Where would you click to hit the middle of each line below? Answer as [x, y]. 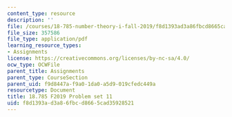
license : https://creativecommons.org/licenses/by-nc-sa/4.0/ [98, 58]
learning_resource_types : [44, 45]
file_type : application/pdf [48, 39]
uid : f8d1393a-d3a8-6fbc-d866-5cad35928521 [71, 103]
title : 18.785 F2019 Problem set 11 [60, 97]
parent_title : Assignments [46, 71]
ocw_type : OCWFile [33, 65]
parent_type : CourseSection [48, 77]
